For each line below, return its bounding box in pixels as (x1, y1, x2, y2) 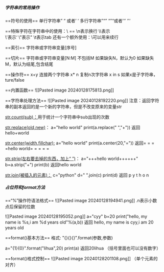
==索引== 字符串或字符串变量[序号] (5, 45, 77, 50)
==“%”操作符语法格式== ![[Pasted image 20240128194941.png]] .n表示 (5, 197, 149, 203)
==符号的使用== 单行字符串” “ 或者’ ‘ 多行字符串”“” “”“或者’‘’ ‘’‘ (5, 18, 131, 23)
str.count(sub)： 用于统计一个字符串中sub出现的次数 (5, 114, 110, 120)
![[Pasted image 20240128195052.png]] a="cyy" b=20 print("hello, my (5, 213, 148, 219)
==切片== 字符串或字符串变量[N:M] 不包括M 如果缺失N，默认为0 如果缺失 (5, 55, 154, 61)
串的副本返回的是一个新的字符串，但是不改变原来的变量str (5, 103, 122, 110)
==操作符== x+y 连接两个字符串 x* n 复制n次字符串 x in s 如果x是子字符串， (5, 71, 158, 77)
